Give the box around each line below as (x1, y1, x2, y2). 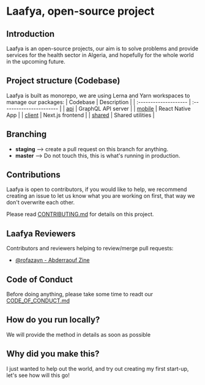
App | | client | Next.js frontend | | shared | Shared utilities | (6, 111, 155, 119)
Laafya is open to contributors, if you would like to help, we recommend (6, 185, 187, 193)
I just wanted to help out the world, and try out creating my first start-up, (6, 365, 189, 372)
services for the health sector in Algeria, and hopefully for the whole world (6, 51, 194, 59)
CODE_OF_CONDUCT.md (6, 297, 70, 304)
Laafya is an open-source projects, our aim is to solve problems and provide (6, 45, 199, 52)
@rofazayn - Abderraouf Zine (15, 256, 90, 264)
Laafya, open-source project (6, 4, 155, 18)
